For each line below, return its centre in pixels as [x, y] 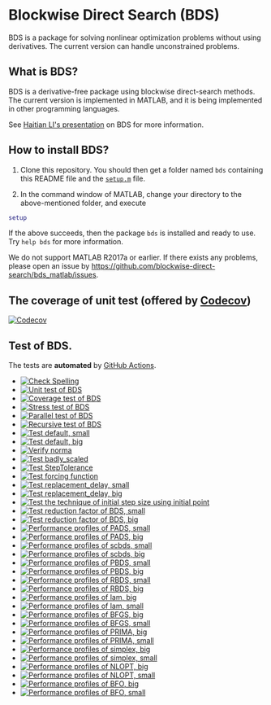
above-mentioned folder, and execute [83, 203]
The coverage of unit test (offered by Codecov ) [130, 300]
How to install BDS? [59, 150]
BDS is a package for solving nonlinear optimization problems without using [135, 37]
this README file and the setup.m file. [83, 178]
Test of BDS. [41, 346]
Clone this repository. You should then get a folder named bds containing [142, 169]
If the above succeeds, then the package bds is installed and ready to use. [132, 233]
